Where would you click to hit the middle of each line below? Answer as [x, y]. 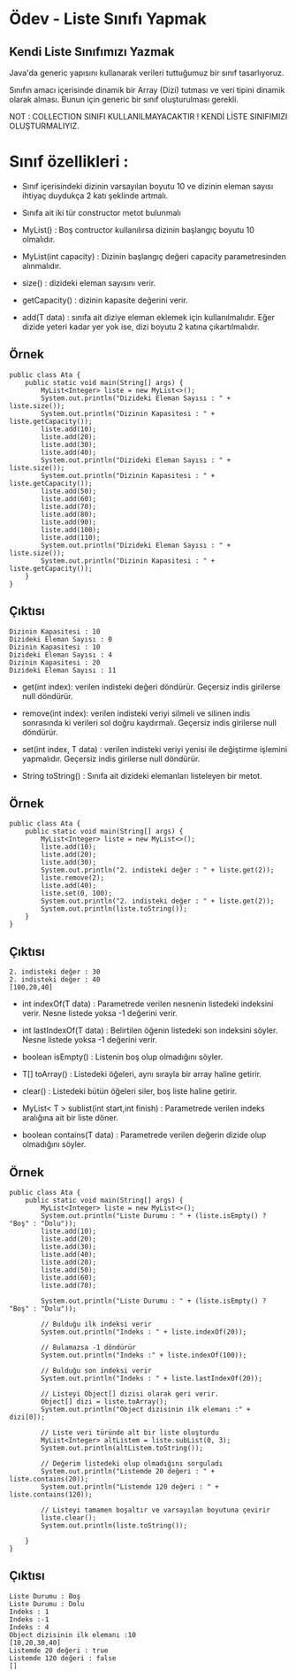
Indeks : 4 [29, 1627]
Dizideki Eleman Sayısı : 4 [61, 655]
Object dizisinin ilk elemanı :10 [73, 1635]
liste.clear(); [69, 1518]
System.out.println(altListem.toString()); [122, 1448]
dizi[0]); [27, 1417]
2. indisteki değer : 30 [55, 972]
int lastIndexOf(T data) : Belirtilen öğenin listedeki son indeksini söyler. [150, 1030]
